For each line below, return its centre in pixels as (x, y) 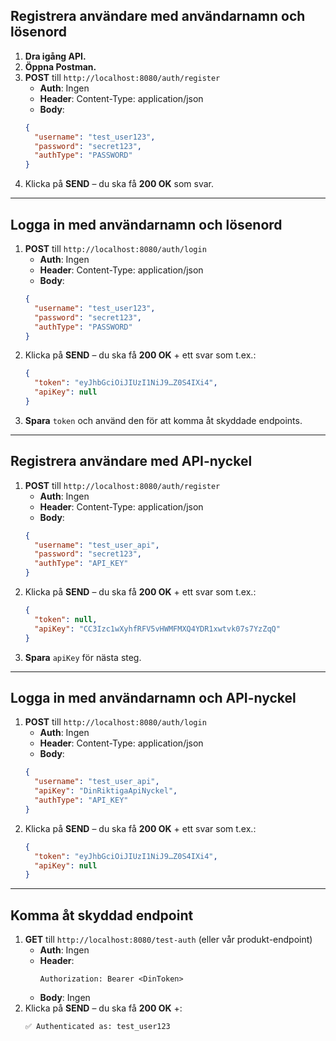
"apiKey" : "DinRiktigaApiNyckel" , (106, 791)
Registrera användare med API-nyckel (131, 461)
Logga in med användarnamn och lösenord (146, 224)
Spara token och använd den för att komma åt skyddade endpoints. (163, 420)
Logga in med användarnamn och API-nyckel (153, 697)
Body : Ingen (65, 998)
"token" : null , (66, 619)
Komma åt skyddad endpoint (102, 915)
